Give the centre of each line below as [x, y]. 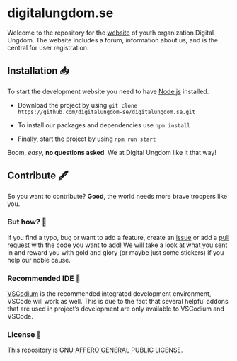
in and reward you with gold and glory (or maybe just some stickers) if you [116, 252]
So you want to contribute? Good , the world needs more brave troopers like [117, 196]
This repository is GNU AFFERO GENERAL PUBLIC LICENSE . [95, 350]
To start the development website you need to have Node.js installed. [108, 91]
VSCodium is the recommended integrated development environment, [109, 294]
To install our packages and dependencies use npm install [104, 125]
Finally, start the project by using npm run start [87, 139]
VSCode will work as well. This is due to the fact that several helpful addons [118, 302]
